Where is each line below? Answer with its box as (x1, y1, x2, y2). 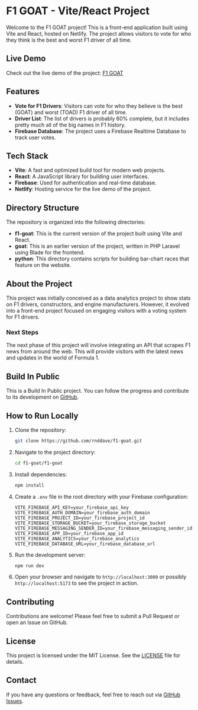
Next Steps (6, 328, 39, 336)
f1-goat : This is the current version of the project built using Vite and (14, 230, 182, 237)
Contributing (6, 597, 54, 607)
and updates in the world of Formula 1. (6, 354, 99, 361)
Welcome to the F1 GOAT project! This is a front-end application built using (6, 24, 188, 31)
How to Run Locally (6, 410, 79, 421)
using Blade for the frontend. (14, 249, 85, 256)
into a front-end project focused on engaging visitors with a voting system (6, 307, 187, 314)
